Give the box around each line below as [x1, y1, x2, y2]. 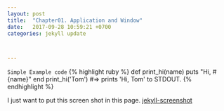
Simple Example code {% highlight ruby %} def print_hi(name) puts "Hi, [7, 67, 211, 76]
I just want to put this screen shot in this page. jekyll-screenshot [7, 96, 193, 105]
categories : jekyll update [7, 30, 86, 37]
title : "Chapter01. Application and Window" [7, 17, 143, 24]
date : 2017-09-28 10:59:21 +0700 [7, 23, 112, 30]
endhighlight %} [7, 82, 54, 91]
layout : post [7, 10, 46, 18]
